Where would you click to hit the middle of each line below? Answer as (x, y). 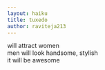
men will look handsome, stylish (52, 53)
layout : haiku (28, 13)
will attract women (34, 46)
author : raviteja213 (37, 26)
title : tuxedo (28, 20)
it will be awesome (34, 60)
